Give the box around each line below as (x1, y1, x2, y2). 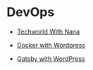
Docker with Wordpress (16, 41, 86, 49)
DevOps (6, 4, 55, 20)
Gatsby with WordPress (16, 54, 85, 63)
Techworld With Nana (16, 27, 80, 36)
